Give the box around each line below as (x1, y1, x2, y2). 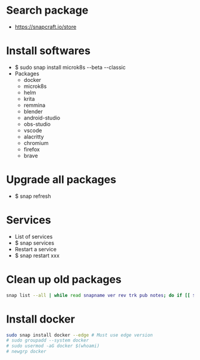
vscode (23, 127, 42, 134)
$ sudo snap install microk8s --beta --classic (14, 64, 126, 71)
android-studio (23, 114, 61, 121)
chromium (23, 139, 49, 146)
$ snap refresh (14, 192, 51, 200)
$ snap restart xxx (14, 252, 60, 259)
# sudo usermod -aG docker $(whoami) (6, 343, 100, 349)
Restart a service (14, 245, 57, 252)
